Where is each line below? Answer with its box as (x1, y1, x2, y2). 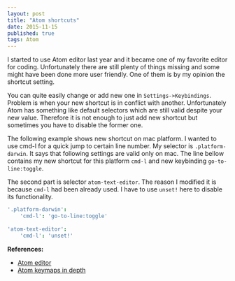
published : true (7, 29, 55, 37)
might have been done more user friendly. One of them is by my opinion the (7, 71, 225, 79)
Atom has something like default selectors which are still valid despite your (7, 106, 222, 115)
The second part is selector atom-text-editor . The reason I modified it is (7, 178, 217, 186)
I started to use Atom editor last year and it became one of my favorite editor (7, 55, 228, 64)
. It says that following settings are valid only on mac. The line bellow (25, 150, 225, 158)
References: (7, 245, 44, 253)
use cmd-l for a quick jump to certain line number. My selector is (7, 142, 194, 150)
